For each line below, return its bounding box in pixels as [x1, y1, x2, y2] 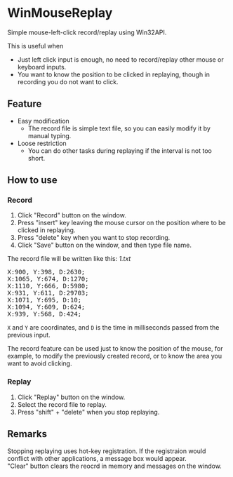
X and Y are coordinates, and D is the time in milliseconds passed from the [7, 323, 220, 332]
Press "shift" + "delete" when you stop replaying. [17, 408, 160, 416]
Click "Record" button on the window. [17, 211, 126, 220]
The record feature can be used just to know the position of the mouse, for [7, 344, 223, 353]
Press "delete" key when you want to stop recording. [17, 234, 171, 242]
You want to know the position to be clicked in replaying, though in [17, 70, 211, 79]
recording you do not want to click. [17, 77, 119, 86]
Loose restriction [17, 139, 67, 147]
